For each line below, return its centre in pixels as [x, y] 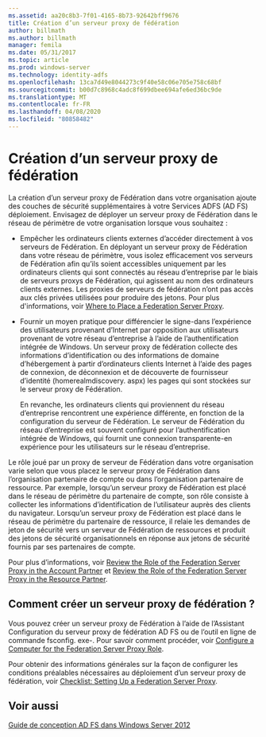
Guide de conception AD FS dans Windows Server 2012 [99, 725]
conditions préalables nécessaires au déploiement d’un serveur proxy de [127, 673]
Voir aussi [33, 706]
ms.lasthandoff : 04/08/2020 [55, 112]
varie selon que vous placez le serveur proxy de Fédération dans [114, 470]
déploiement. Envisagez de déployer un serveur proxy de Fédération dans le [133, 214]
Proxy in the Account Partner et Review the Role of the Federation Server [127, 571]
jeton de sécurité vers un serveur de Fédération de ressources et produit [127, 529]
